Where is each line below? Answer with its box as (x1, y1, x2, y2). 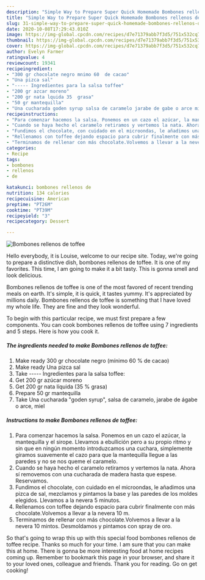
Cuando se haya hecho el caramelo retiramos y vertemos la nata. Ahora (15, 464, 196, 471)
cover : (6, 43, 23, 49)
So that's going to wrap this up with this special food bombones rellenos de (6, 534, 196, 542)
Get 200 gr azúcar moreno (15, 376, 82, 384)
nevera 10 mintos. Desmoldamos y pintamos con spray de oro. (15, 523, 172, 530)
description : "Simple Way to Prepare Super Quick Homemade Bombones (6, 9, 184, 15)
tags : (6, 156, 20, 162)
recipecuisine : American (6, 196, 70, 202)
